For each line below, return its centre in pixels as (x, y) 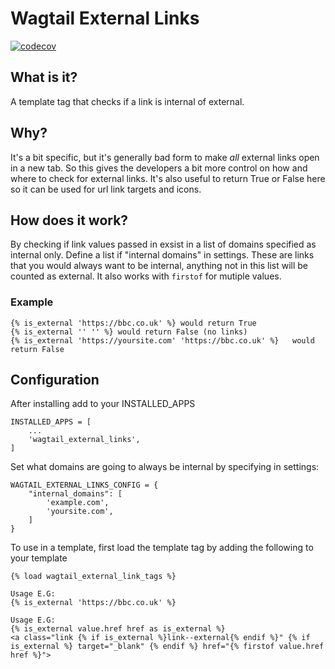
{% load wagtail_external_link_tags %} (93, 577)
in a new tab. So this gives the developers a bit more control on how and (159, 168)
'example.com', (78, 503)
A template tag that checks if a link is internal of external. (127, 101)
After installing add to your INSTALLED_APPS (103, 404)
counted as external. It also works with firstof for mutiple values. (146, 276)
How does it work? (69, 220)
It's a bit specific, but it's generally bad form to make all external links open (165, 157)
